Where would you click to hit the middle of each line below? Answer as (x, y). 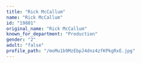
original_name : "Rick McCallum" (46, 28)
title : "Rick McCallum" (36, 12)
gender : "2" (21, 40)
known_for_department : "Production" (52, 34)
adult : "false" (25, 46)
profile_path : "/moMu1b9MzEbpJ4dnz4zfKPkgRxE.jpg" (71, 51)
